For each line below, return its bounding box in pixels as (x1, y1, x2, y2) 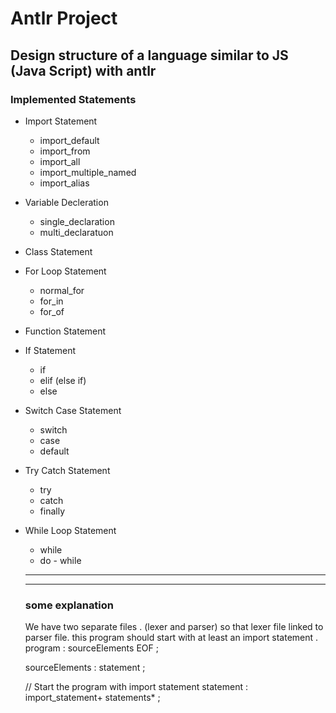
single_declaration (39, 215, 115, 227)
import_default (39, 134, 100, 146)
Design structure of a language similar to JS (10, 47, 289, 64)
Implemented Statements (10, 92, 137, 106)
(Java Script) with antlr (10, 62, 157, 79)
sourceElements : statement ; (24, 662, 146, 674)
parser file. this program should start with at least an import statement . (24, 632, 319, 644)
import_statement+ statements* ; (24, 692, 161, 704)
